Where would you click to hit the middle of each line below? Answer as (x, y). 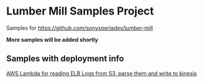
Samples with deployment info (65, 59)
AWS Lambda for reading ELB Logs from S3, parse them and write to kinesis (102, 73)
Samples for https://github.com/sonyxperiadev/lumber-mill (80, 28)
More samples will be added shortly (52, 39)
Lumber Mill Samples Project (80, 11)
